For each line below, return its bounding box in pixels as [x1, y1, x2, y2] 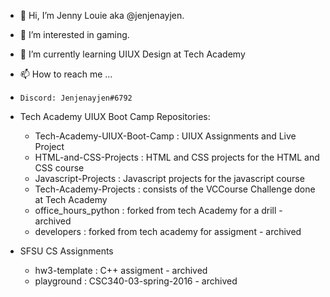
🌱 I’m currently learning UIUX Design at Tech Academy [19, 48, 246, 60]
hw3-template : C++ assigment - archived [34, 265, 208, 276]
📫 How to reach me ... [19, 68, 113, 80]
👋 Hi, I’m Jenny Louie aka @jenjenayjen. [19, 10, 185, 21]
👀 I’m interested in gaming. [19, 29, 130, 40]
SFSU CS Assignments [19, 245, 114, 257]
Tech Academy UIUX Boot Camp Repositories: [19, 111, 211, 122]
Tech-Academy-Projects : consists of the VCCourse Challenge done [34, 183, 316, 195]
